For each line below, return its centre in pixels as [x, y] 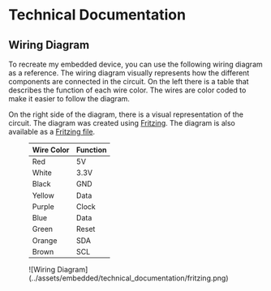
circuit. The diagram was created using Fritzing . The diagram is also [122, 123]
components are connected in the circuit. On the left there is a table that [129, 81]
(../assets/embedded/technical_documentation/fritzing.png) [129, 278]
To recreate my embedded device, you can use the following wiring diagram [136, 64]
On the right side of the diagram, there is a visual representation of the [126, 114]
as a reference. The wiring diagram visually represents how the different [129, 73]
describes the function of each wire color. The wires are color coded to [127, 90]
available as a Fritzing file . [52, 132]
